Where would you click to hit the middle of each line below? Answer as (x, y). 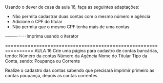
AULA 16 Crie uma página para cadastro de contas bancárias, (96, 51)
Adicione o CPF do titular (37, 22)
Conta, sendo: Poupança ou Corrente (43, 61)
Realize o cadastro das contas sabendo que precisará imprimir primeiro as (80, 70)
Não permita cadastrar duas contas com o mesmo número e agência (81, 16)
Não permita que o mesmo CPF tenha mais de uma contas (71, 27)
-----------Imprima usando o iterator (42, 36)
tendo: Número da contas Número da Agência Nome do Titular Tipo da (76, 56)
